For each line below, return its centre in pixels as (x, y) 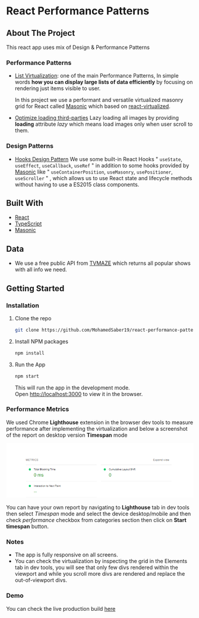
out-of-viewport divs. (41, 580)
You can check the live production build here (61, 608)
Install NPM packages (41, 341)
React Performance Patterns (78, 11)
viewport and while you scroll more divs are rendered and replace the (100, 574)
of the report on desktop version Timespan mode (67, 435)
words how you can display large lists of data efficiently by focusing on (104, 82)
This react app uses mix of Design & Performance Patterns (78, 47)
